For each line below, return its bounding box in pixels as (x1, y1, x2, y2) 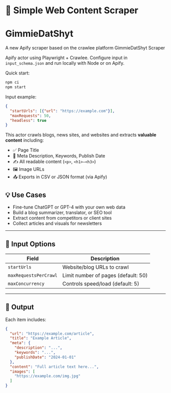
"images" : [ (10, 369, 36, 374)
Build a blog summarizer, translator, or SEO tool (12, 209, 112, 216)
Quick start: (5, 70, 30, 76)
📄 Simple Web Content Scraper (5, 5, 138, 16)
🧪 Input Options (5, 240, 56, 249)
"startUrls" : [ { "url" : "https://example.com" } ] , (10, 108, 115, 114)
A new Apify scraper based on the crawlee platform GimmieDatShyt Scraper (5, 45, 165, 51)
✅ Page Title (12, 147, 39, 153)
